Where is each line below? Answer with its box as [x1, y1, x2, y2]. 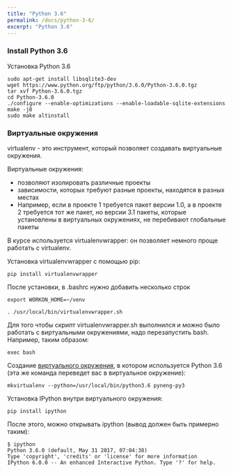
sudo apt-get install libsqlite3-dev [7, 75, 117, 82]
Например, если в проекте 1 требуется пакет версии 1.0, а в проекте [17, 200, 223, 209]
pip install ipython [7, 408, 67, 414]
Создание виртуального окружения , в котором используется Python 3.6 [7, 361, 223, 369]
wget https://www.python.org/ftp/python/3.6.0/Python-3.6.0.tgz [7, 82, 198, 88]
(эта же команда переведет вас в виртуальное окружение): [7, 369, 186, 377]
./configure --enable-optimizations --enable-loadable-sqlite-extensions [7, 100, 226, 107]
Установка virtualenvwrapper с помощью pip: [7, 257, 140, 265]
